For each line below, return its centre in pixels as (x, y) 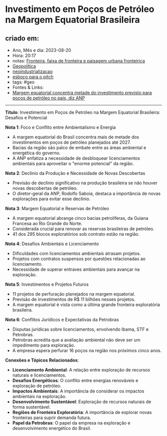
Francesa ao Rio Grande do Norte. (47, 223)
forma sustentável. (31, 407)
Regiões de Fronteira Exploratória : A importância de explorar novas (82, 412)
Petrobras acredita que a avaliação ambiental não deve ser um (76, 340)
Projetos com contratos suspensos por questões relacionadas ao (79, 259)
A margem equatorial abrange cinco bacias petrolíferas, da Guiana (80, 218)
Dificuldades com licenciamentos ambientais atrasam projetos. (77, 253)
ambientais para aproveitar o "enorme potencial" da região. (73, 164)
